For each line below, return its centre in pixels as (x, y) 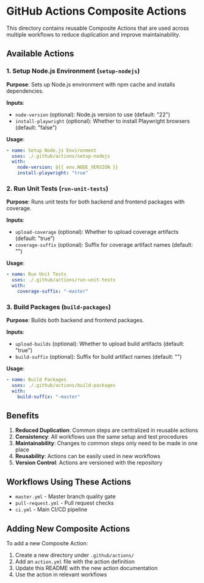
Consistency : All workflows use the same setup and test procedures (101, 437)
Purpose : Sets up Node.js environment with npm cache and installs (91, 84)
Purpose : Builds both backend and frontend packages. (75, 320)
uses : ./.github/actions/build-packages (64, 385)
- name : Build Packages (37, 380)
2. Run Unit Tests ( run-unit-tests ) (57, 188)
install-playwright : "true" (53, 173)
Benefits (23, 415)
